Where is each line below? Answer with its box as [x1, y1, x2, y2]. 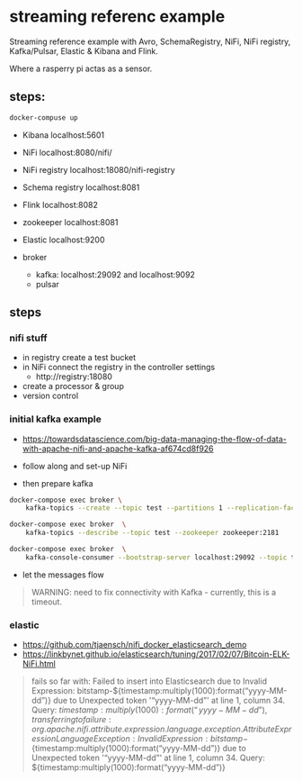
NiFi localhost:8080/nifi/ [22, 147, 112, 158]
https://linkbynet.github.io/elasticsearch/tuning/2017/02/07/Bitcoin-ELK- [22, 649, 290, 659]
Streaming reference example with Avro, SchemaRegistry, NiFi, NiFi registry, [9, 36, 291, 47]
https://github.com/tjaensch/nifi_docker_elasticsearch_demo [22, 640, 247, 650]
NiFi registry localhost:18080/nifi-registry [22, 164, 175, 175]
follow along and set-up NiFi [22, 460, 128, 471]
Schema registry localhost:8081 [22, 182, 140, 193]
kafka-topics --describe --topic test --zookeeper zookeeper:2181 [25, 529, 280, 538]
